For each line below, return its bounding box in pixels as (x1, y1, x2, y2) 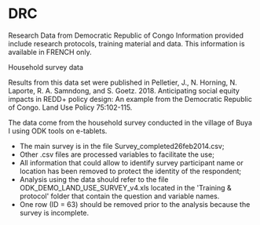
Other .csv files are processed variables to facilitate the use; (19, 150, 214, 159)
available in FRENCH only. (8, 47, 92, 56)
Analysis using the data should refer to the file (19, 174, 169, 184)
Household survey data (8, 62, 84, 71)
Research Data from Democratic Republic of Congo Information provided (8, 31, 244, 40)
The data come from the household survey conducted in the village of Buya (8, 118, 253, 127)
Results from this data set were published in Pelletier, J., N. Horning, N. (8, 78, 237, 87)
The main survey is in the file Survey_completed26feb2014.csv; (19, 141, 225, 151)
